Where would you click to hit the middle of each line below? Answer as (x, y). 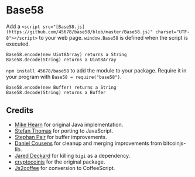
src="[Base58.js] (64, 27)
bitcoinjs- (175, 143)
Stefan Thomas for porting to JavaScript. (64, 131)
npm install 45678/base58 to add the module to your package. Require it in (96, 70)
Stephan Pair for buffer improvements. (61, 137)
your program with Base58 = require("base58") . (64, 77)
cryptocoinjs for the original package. (60, 162)
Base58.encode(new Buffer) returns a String (61, 87)
